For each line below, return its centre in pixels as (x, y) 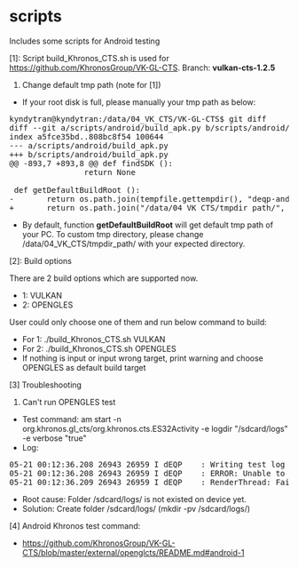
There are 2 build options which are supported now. (104, 278)
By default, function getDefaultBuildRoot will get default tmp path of (147, 225)
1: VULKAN (42, 295)
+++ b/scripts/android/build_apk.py (89, 154)
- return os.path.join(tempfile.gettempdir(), (126, 199)
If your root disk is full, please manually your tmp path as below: (139, 102)
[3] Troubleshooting (46, 385)
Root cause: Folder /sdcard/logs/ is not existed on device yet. (134, 499)
